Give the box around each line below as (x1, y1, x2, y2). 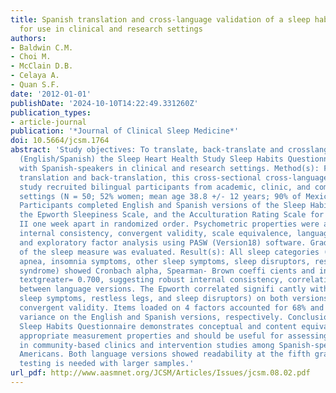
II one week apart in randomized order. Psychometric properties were (19, 219, 320, 230)
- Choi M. (10, 52, 52, 62)
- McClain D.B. (10, 61, 74, 71)
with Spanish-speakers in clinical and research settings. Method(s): (19, 163, 320, 173)
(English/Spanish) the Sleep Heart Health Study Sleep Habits (19, 154, 284, 164)
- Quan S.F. (10, 80, 60, 90)
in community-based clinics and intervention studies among (19, 340, 275, 350)
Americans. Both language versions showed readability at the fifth (19, 349, 311, 360)
